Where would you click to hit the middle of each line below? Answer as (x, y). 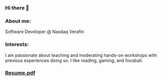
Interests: (17, 45)
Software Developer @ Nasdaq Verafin (45, 32)
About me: (18, 21)
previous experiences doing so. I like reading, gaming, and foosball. (74, 60)
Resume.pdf (20, 73)
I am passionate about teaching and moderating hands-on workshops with (81, 55)
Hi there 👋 (17, 8)
